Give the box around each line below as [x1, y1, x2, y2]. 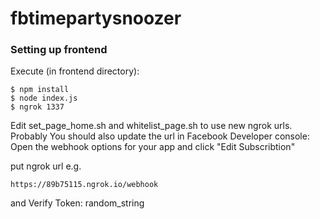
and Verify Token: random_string [10, 197, 145, 209]
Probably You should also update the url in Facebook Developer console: [10, 130, 310, 142]
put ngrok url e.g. [10, 160, 82, 172]
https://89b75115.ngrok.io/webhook [10, 180, 159, 190]
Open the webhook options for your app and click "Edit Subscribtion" [10, 141, 296, 153]
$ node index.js [10, 93, 78, 104]
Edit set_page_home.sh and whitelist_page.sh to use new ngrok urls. [10, 120, 293, 132]
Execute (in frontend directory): [10, 65, 140, 77]
